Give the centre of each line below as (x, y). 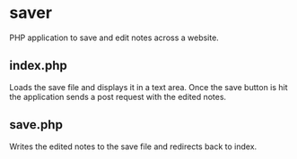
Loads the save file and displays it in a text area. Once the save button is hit (149, 87)
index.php (38, 66)
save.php (36, 125)
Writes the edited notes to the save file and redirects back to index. (133, 146)
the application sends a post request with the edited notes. (118, 96)
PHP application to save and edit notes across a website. (114, 38)
